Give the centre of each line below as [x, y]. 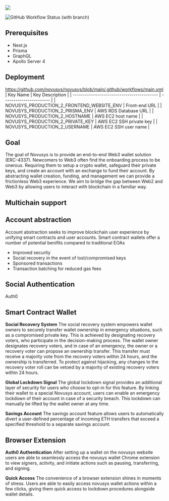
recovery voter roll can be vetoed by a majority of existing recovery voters [82, 367]
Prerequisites [27, 33]
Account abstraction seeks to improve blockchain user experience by [77, 232]
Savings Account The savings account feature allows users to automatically [84, 414]
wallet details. [20, 494]
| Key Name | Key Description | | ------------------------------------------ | [83, 95]
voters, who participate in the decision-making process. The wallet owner [82, 341]
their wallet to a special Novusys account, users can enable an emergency [82, 393]
